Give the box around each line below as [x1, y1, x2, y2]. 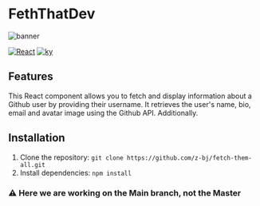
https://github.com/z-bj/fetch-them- [126, 153, 253, 162]
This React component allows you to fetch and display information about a [8, 91, 253, 101]
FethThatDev [8, 5, 96, 23]
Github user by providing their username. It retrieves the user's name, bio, [8, 99, 251, 109]
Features [8, 69, 53, 84]
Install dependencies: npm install [19, 168, 132, 177]
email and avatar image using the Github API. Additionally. [8, 108, 199, 117]
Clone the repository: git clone [19, 153, 124, 162]
